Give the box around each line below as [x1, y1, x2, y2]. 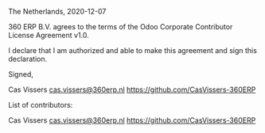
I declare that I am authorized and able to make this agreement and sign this [8, 46, 257, 55]
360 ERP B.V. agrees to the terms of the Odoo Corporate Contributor [8, 22, 233, 31]
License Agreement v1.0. [8, 31, 89, 40]
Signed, [8, 70, 33, 78]
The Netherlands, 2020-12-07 [8, 7, 107, 16]
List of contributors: [8, 101, 73, 109]
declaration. [8, 55, 48, 63]
